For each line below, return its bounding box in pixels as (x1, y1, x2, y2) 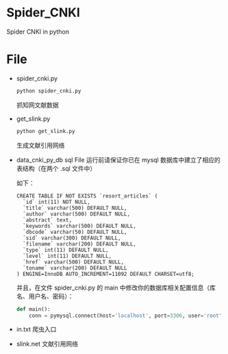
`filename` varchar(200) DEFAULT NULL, (23, 240, 136, 248)
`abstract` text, (23, 216, 73, 224)
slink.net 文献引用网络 (16, 340, 78, 348)
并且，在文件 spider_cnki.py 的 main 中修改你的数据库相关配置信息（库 (16, 283, 216, 292)
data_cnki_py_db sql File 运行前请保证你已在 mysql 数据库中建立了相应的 (16, 156, 220, 164)
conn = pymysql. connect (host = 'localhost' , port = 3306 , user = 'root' (29, 312, 223, 319)
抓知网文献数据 (16, 101, 59, 109)
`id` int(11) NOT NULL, (23, 198, 90, 205)
